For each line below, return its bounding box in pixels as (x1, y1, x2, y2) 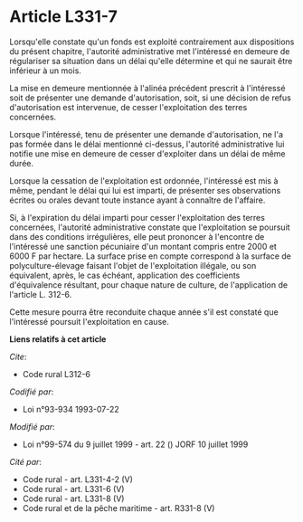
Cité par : (9, 456, 43, 467)
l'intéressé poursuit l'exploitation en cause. (9, 316, 169, 327)
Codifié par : (9, 386, 54, 397)
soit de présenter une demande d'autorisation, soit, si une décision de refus (9, 92, 291, 103)
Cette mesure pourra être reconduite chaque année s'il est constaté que (9, 306, 279, 318)
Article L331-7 (9, 6, 118, 27)
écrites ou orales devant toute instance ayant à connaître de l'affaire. (9, 195, 266, 205)
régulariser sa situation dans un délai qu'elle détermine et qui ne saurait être (9, 55, 293, 66)
